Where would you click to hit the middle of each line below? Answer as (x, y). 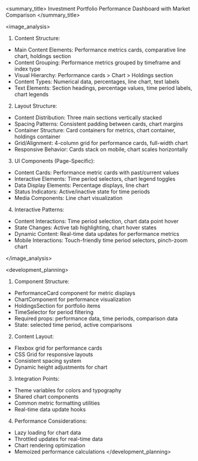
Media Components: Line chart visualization (68, 198)
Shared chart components (46, 397)
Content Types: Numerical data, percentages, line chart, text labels (97, 81)
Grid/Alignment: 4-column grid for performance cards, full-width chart (101, 143)
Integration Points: (37, 379)
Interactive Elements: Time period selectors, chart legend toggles (95, 179)
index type (27, 69)
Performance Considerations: (51, 421)
